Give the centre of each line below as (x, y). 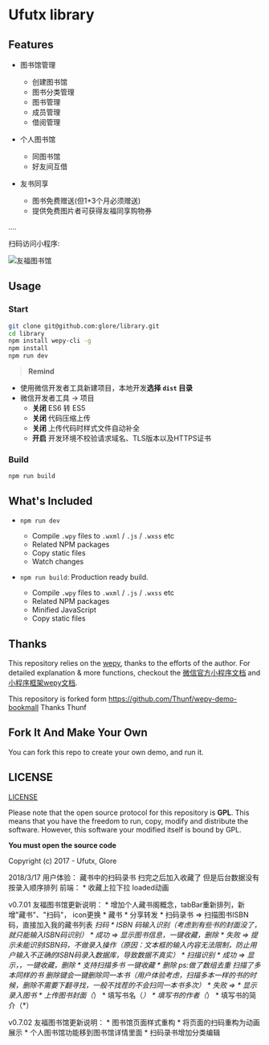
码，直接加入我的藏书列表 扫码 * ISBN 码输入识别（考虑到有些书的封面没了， (135, 924)
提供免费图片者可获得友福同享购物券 (92, 211)
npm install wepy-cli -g (50, 341)
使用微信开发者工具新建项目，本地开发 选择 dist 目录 (106, 388)
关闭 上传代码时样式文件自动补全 (86, 428)
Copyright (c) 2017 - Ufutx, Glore (63, 861)
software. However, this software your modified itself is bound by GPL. (125, 829)
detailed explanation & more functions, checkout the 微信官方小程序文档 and (134, 672)
